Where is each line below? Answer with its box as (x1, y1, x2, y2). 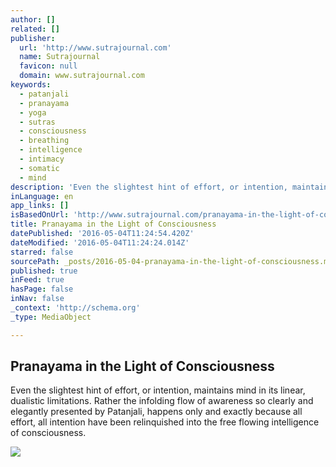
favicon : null (19, 61, 78, 71)
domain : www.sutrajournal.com (19, 71, 145, 81)
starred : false (10, 247, 74, 257)
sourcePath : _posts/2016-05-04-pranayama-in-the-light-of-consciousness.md (10, 256, 333, 266)
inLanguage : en (10, 191, 74, 201)
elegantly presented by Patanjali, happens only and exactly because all (10, 406, 303, 418)
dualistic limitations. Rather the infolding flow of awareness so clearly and (10, 395, 314, 407)
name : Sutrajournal (19, 52, 101, 62)
